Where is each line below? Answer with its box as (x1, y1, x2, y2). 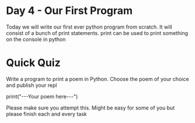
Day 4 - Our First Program (6, 4, 133, 17)
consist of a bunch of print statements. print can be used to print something (6, 29, 189, 36)
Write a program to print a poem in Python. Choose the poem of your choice (6, 75, 189, 82)
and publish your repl (6, 82, 57, 89)
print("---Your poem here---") (6, 93, 78, 100)
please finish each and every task (6, 110, 87, 117)
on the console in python (6, 36, 66, 43)
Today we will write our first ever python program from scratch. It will (6, 23, 172, 30)
